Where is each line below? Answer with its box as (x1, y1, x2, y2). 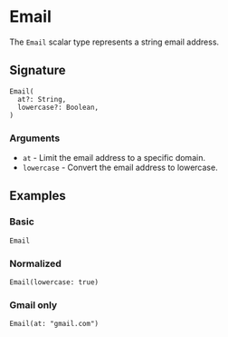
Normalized (9, 257, 62, 270)
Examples (9, 188, 66, 203)
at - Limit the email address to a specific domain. (22, 153, 206, 164)
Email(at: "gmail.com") (9, 320, 100, 329)
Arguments (9, 132, 61, 144)
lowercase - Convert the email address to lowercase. (22, 162, 219, 173)
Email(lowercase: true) (9, 278, 100, 287)
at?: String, (17, 94, 67, 104)
